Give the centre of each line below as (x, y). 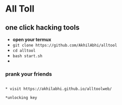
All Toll (20, 9)
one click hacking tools (43, 28)
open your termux (32, 39)
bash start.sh (27, 56)
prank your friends (29, 74)
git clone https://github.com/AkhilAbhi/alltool (65, 45)
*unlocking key (21, 98)
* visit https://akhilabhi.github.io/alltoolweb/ (59, 89)
